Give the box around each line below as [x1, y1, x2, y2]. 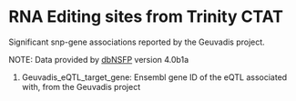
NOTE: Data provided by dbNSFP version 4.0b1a [8, 54, 189, 65]
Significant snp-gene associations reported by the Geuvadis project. [8, 36, 265, 47]
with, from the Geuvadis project [21, 81, 141, 92]
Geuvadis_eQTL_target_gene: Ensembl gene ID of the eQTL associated [21, 71, 288, 83]
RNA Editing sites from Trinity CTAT [8, 6, 284, 27]
